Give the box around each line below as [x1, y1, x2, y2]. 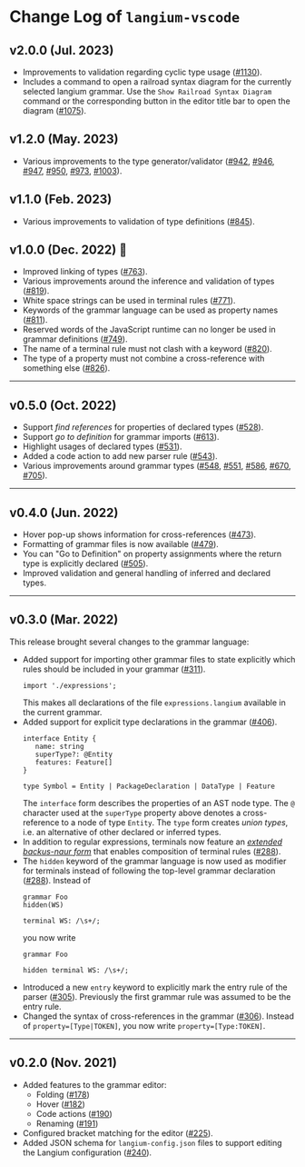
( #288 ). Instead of [22, 874, 91, 885]
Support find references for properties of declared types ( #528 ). [22, 422, 264, 433]
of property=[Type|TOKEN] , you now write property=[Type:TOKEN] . [22, 1020, 266, 1031]
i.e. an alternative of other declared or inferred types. [22, 826, 221, 837]
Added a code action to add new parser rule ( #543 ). [22, 451, 218, 462]
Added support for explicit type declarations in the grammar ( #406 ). [22, 716, 278, 727]
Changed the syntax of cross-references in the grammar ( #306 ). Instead [22, 1011, 295, 1022]
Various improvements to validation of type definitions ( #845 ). [22, 215, 256, 226]
